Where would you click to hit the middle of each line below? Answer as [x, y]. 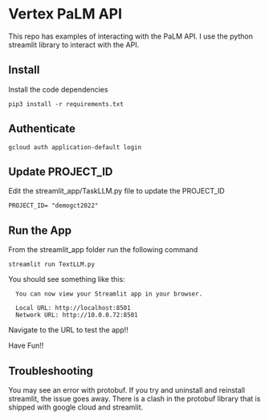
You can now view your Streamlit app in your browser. [109, 294]
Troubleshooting [51, 371]
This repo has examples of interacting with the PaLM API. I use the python [130, 36]
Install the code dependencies [58, 89]
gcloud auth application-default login [75, 147]
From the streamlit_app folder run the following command [103, 250]
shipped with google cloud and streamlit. [76, 407]
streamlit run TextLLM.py [51, 265]
